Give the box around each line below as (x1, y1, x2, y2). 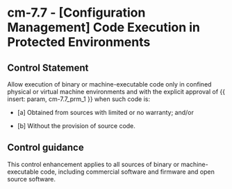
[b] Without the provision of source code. (17, 122, 135, 129)
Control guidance (7, 142, 85, 154)
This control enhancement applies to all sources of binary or (7, 160, 180, 168)
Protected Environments (7, 35, 151, 50)
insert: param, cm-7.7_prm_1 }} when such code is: (7, 95, 151, 103)
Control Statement (7, 62, 89, 73)
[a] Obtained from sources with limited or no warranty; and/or (17, 109, 194, 116)
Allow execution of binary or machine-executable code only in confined (7, 80, 212, 88)
